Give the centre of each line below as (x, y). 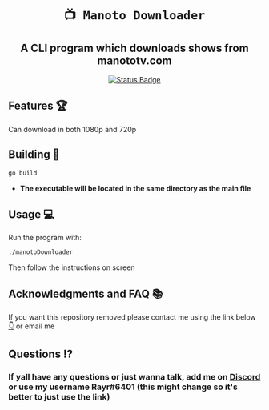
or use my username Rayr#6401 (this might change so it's (123, 387)
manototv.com (134, 60)
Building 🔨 (34, 155)
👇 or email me (32, 326)
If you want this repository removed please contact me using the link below (132, 317)
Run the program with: (45, 238)
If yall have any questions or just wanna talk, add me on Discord (134, 377)
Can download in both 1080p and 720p (72, 129)
